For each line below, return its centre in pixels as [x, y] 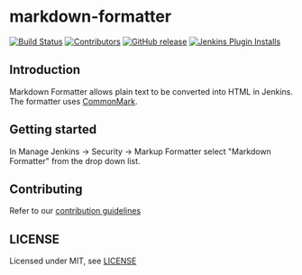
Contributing [46, 189]
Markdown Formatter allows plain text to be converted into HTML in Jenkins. [151, 91]
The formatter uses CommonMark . [73, 101]
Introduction [45, 70]
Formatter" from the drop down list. [75, 160]
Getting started [53, 129]
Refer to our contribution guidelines [75, 211]
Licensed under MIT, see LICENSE [73, 261]
